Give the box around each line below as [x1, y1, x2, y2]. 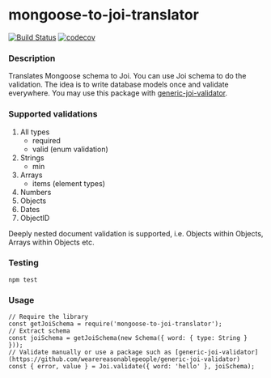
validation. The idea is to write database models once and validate [8, 79, 229, 90]
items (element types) [32, 178, 106, 188]
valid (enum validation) [32, 144, 109, 154]
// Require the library [8, 313, 89, 321]
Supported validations [8, 108, 98, 120]
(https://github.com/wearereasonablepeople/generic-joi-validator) [8, 355, 241, 363]
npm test [8, 275, 38, 284]
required [32, 135, 61, 145]
